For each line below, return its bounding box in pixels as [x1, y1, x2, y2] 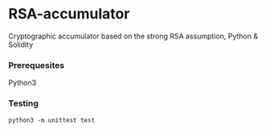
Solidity [8, 39, 34, 49]
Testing [8, 98, 39, 109]
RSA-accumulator [8, 5, 130, 23]
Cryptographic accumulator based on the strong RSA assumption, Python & [8, 31, 259, 41]
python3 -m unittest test [8, 116, 95, 124]
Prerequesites [8, 59, 65, 70]
